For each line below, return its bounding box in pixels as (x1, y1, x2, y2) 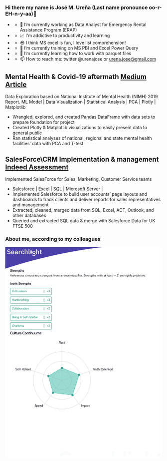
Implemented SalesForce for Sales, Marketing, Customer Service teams (5, 176, 152, 182)
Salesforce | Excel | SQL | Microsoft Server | (12, 186, 103, 192)
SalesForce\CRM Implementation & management (5, 155, 159, 164)
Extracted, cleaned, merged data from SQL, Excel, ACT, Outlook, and (12, 207, 154, 213)
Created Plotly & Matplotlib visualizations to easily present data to (12, 125, 148, 131)
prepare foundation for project (12, 119, 75, 125)
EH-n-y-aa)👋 (5, 10, 37, 17)
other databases (12, 212, 46, 218)
